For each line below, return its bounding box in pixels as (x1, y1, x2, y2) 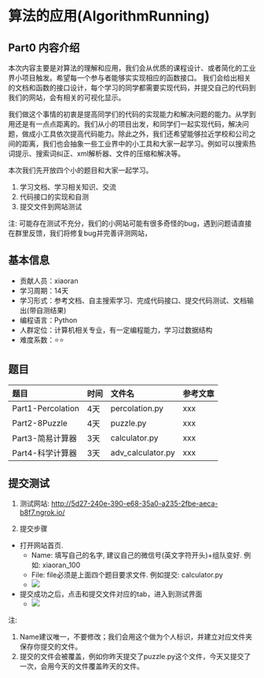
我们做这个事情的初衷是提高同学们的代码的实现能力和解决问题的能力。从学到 (8, 109, 256, 119)
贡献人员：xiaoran (19, 276, 79, 286)
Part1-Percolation (12, 403, 80, 414)
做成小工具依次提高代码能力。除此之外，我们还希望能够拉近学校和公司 (21, 129, 249, 138)
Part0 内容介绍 (8, 41, 80, 54)
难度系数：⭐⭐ (19, 335, 64, 345)
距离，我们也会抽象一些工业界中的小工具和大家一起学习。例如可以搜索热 (21, 139, 256, 148)
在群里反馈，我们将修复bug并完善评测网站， (8, 229, 152, 238)
